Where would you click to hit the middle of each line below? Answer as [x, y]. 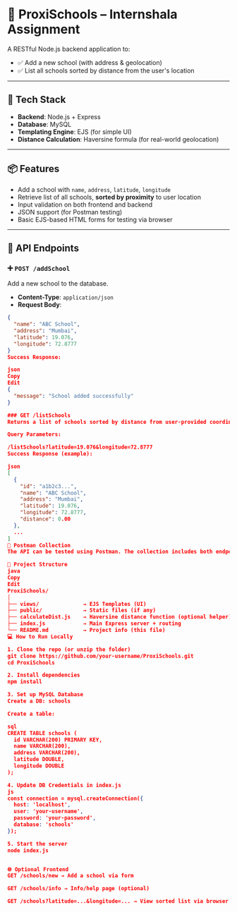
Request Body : [39, 305]
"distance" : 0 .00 [45, 519]
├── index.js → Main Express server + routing [94, 624]
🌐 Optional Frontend [38, 869]
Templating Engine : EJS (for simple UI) [74, 132]
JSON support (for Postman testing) [70, 212]
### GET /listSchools [39, 415]
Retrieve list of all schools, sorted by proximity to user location [109, 197]
